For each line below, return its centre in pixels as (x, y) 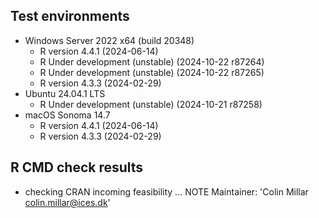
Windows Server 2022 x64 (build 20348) (109, 40)
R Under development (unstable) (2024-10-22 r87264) (152, 61)
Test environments (70, 16)
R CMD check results (77, 167)
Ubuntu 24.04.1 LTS (65, 93)
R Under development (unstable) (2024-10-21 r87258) (151, 104)
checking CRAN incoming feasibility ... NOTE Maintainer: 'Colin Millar (166, 191)
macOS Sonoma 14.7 (67, 115)
